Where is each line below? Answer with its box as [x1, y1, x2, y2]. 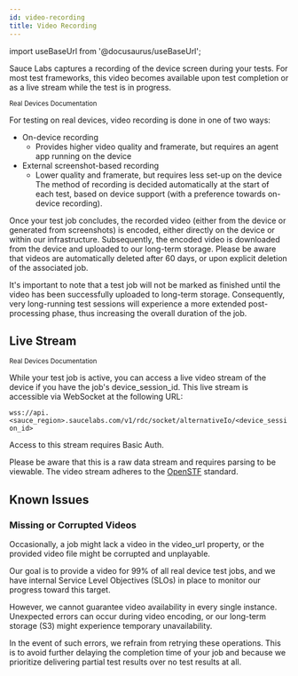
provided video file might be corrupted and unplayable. [9, 548, 211, 559]
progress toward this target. [9, 585, 111, 595]
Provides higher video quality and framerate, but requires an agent [35, 141, 279, 152]
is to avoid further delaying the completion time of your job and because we [9, 648, 286, 657]
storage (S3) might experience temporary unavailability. [9, 621, 213, 631]
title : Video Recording [9, 21, 98, 30]
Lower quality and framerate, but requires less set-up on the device [35, 170, 282, 180]
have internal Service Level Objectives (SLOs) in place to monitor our [9, 575, 261, 585]
